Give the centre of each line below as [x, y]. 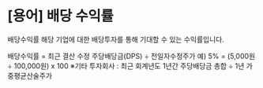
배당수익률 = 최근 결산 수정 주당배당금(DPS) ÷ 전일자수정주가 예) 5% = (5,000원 [131, 56]
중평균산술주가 [30, 75]
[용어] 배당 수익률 [60, 16]
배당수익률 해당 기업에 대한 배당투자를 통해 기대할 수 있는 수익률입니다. [116, 39]
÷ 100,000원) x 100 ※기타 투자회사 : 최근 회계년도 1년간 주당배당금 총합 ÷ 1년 [126, 66]
